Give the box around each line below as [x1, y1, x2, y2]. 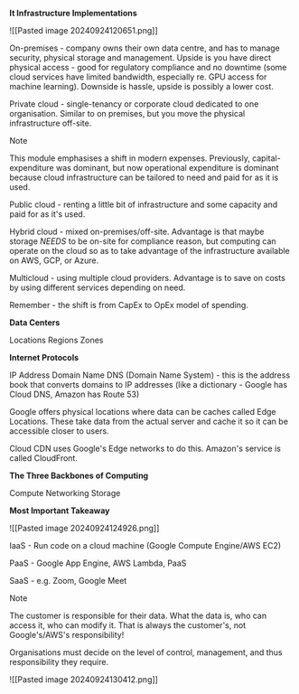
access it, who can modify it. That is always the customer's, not [9, 620, 247, 631]
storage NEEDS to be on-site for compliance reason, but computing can [9, 236, 277, 247]
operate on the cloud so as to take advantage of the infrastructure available [9, 246, 291, 256]
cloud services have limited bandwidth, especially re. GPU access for [9, 71, 267, 82]
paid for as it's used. [9, 209, 86, 220]
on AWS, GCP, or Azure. [9, 255, 99, 266]
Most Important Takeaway [9, 505, 110, 516]
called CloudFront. [9, 453, 79, 464]
